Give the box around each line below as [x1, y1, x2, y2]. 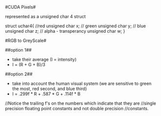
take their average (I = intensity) [12, 57, 77, 62]
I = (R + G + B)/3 [12, 62, 45, 67]
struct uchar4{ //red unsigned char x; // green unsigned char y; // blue [5, 23, 146, 29]
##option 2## [5, 71, 33, 77]
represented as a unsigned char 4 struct [5, 14, 86, 19]
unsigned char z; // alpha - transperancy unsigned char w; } [5, 28, 125, 34]
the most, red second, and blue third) [12, 86, 87, 92]
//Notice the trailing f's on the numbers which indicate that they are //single [5, 100, 156, 106]
